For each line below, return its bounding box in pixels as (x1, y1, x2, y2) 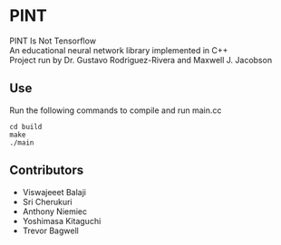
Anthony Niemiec (22, 205, 88, 217)
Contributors (9, 163, 84, 178)
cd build (9, 122, 43, 131)
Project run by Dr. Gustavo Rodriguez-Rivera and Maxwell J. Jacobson (9, 54, 273, 65)
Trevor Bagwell (22, 225, 79, 236)
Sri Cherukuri (22, 196, 73, 207)
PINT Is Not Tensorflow (9, 35, 97, 46)
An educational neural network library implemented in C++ (9, 44, 228, 55)
